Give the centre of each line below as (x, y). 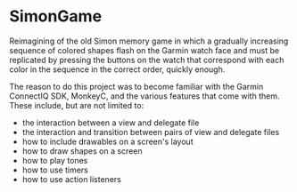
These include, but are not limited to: (77, 105)
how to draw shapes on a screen (82, 151)
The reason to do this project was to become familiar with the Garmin (136, 86)
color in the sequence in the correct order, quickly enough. (117, 69)
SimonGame (56, 16)
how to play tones (55, 160)
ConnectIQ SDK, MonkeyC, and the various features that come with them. (144, 96)
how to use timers (55, 170)
